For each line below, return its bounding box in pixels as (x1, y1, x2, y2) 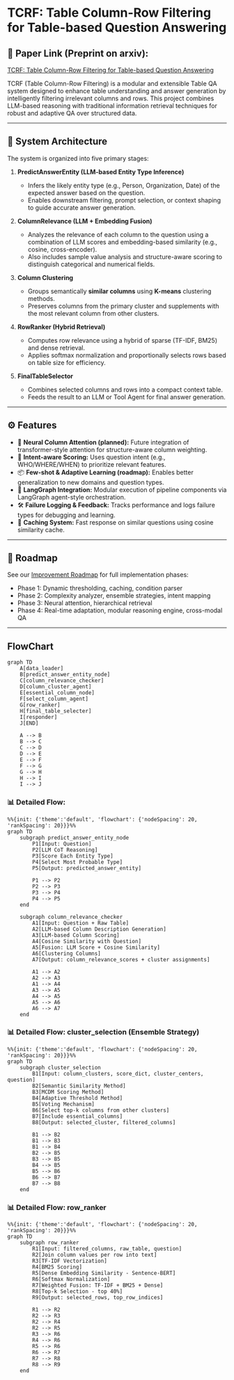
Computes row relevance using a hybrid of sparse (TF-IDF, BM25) (27, 336, 218, 344)
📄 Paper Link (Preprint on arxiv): (7, 47, 149, 59)
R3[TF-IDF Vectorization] (32, 1257, 108, 1265)
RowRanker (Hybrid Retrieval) (17, 323, 106, 331)
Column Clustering (17, 273, 74, 281)
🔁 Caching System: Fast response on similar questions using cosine (17, 518, 214, 527)
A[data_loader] (19, 665, 64, 672)
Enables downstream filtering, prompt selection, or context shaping (27, 196, 221, 204)
